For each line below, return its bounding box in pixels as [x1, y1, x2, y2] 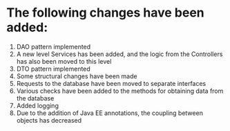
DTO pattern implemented [16, 64, 90, 73]
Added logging [16, 101, 59, 110]
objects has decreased [16, 116, 82, 124]
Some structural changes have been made [16, 71, 137, 80]
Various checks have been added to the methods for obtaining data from [16, 87, 224, 95]
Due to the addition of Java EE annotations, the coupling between [16, 109, 203, 117]
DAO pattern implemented [16, 42, 91, 51]
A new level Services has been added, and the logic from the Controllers [16, 50, 223, 58]
